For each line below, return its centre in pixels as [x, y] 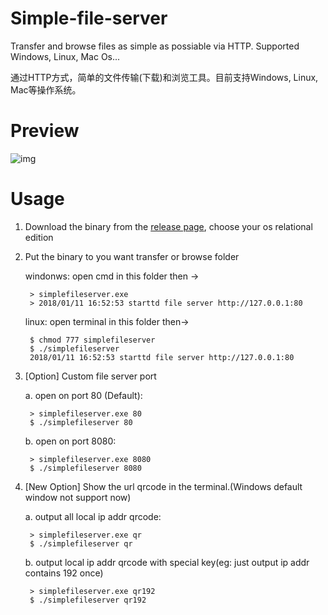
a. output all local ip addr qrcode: [93, 516]
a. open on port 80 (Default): [83, 395]
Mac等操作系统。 [46, 89]
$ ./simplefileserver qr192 [88, 600]
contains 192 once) [64, 573]
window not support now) [78, 497]
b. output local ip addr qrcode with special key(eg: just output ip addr [167, 562]
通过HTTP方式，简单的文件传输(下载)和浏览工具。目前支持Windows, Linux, [164, 77]
